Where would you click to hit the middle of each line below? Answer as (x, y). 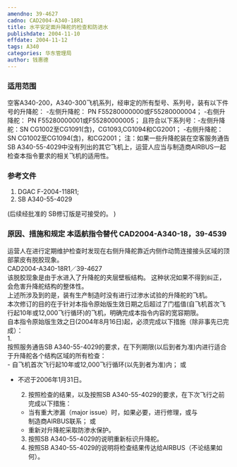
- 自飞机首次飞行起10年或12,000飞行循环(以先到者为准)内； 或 (97, 364)
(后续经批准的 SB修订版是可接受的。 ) (62, 214)
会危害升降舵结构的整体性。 (48, 286)
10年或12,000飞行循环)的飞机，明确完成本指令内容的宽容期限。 (111, 313)
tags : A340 (23, 47)
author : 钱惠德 (28, 60)
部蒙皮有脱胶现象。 (35, 260)
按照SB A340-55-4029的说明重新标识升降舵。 (96, 439)
